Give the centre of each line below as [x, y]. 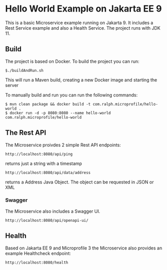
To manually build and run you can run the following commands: [71, 95]
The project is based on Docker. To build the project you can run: [72, 61]
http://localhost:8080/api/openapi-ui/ [47, 220]
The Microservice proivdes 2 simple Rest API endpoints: [63, 145]
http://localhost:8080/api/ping [39, 154]
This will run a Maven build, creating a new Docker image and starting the [81, 80]
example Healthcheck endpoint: [38, 253]
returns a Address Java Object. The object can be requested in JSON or [79, 182]
